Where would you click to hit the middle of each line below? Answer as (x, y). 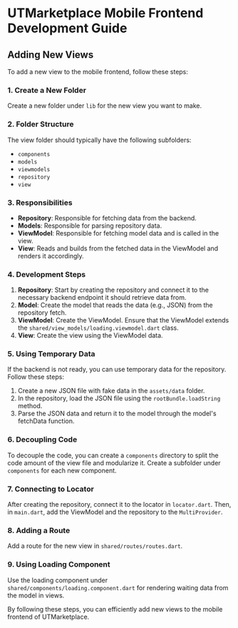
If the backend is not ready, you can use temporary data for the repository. (117, 370)
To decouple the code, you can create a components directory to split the (113, 455)
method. (30, 406)
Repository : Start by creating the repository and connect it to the (113, 290)
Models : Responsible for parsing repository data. (90, 226)
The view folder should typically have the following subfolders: (99, 140)
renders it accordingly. (51, 255)
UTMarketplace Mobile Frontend (105, 13)
